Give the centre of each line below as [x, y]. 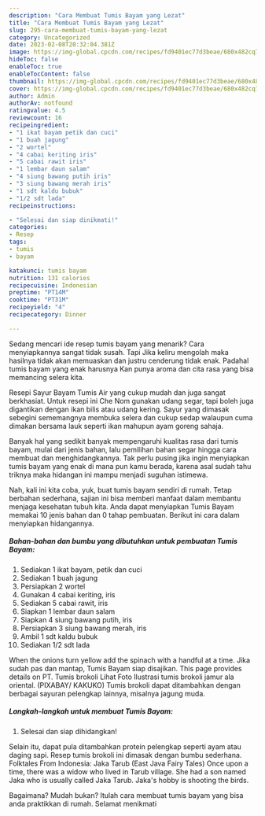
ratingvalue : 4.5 [37, 111]
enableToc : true [35, 67]
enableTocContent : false [50, 74]
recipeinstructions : [43, 205]
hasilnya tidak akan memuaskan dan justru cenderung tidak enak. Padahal [129, 360]
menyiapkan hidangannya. [52, 523]
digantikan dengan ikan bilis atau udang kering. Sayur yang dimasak [120, 409]
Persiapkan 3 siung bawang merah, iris [83, 628]
